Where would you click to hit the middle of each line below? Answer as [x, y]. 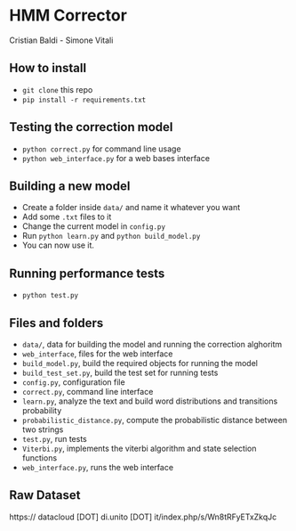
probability [42, 410]
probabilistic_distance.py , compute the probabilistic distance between [154, 420]
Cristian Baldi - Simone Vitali [61, 40]
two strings [43, 429]
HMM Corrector [68, 16]
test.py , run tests [54, 439]
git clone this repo [57, 89]
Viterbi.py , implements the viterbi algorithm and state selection [139, 448]
